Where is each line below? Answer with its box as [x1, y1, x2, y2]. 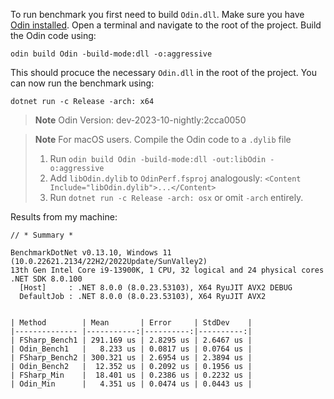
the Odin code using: [10, 30, 97, 41]
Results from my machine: [10, 211, 118, 223]
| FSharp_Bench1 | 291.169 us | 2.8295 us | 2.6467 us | [10, 335, 253, 345]
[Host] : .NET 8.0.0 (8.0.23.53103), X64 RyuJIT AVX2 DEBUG [19, 283, 293, 293]
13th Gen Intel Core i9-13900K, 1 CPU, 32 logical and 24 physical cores [10, 265, 325, 275]
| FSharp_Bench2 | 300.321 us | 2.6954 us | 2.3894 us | [10, 353, 253, 363]
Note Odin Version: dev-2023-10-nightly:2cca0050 [34, 114, 247, 126]
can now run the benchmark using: [10, 77, 155, 89]
